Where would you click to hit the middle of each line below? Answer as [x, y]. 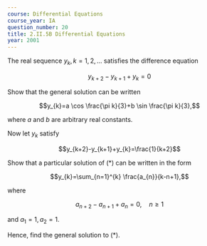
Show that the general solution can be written [74, 92]
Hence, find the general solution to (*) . [64, 235]
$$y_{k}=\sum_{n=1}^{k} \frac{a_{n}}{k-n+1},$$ [120, 176]
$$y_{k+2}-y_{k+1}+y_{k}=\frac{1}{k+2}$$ [120, 149]
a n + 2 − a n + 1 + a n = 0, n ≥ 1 [120, 205]
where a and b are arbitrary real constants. [70, 119]
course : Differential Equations [55, 14]
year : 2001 [23, 41]
